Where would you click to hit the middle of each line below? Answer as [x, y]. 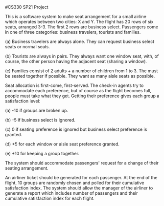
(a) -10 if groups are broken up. [37, 110]
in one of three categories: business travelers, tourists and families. [73, 32]
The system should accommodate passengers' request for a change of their [82, 163]
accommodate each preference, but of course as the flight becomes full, [78, 91]
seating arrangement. [27, 168]
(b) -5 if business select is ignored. [40, 120]
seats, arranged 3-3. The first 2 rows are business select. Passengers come [82, 27]
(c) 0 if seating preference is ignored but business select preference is [76, 129]
